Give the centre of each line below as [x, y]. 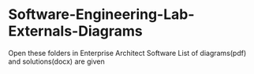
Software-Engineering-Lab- [101, 15]
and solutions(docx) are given [56, 61]
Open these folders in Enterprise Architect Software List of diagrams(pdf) [127, 53]
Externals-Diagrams [76, 31]
